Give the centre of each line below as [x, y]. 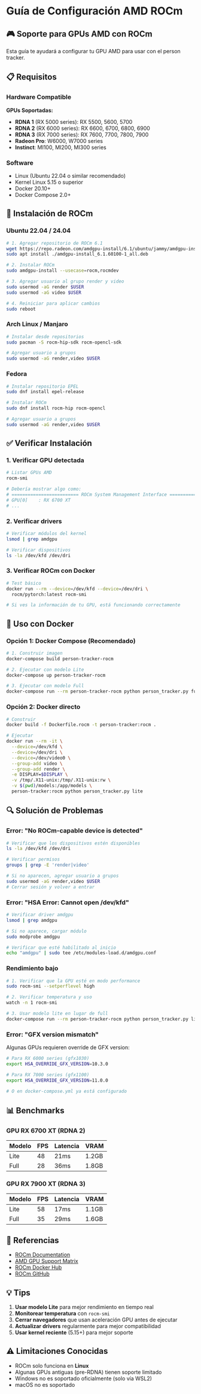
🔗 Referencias [33, 1240]
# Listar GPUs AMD [29, 473]
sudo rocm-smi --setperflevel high [51, 986]
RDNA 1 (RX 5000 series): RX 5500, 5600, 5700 [74, 122]
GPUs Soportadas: [30, 110]
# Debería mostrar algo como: [44, 489]
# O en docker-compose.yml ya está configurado [67, 1091]
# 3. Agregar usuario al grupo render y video [65, 282]
